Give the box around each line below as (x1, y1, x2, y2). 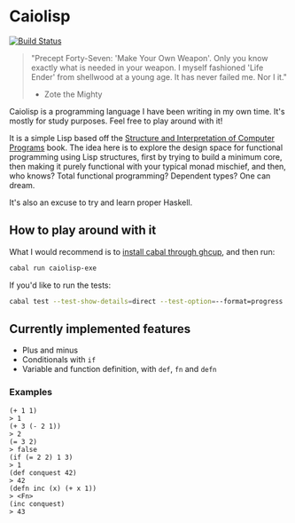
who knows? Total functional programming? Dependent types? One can (9, 170, 271, 181)
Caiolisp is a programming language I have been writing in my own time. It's (9, 106, 285, 116)
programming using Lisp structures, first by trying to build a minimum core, (9, 151, 283, 162)
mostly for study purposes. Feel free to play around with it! (9, 115, 223, 126)
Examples (9, 386, 53, 399)
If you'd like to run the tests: (9, 280, 112, 290)
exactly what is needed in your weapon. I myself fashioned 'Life (30, 62, 264, 73)
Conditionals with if (21, 354, 96, 365)
